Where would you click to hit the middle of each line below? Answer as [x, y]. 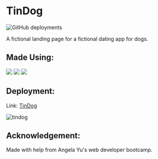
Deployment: [30, 91]
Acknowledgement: [43, 136]
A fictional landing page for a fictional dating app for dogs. [77, 39]
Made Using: [30, 58]
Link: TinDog [22, 106]
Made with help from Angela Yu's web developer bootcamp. [79, 150]
